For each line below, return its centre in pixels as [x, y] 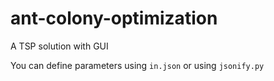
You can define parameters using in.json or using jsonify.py [137, 65]
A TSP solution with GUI [59, 46]
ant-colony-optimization [114, 18]
